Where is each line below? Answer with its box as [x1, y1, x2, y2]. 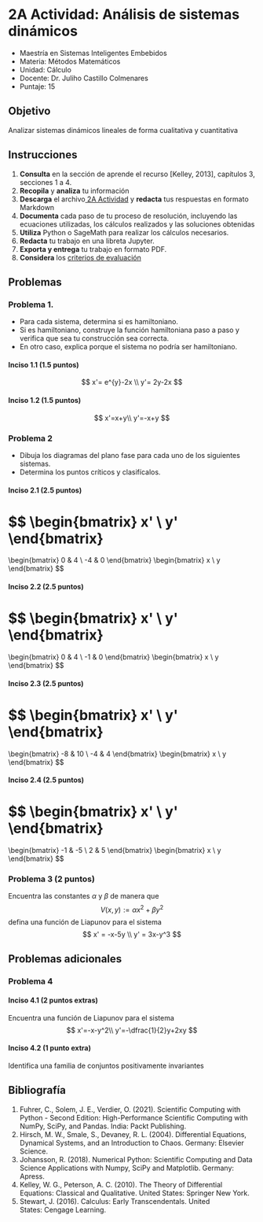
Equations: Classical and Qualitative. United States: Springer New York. [19, 1188, 250, 1198]
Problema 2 [8, 433, 53, 444]
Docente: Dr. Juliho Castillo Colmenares [19, 73, 149, 83]
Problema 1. [8, 299, 54, 310]
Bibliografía [8, 1084, 67, 1097]
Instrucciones [8, 148, 78, 162]
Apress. [19, 1171, 46, 1181]
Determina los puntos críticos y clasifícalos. [19, 467, 161, 477]
